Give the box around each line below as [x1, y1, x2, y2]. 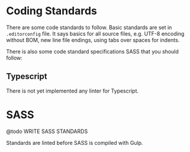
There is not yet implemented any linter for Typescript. [6, 87, 139, 94]
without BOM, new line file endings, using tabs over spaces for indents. [6, 36, 180, 43]
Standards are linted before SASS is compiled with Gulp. [6, 139, 143, 146]
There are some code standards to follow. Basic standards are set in [6, 24, 172, 31]
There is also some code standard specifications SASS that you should [6, 47, 179, 55]
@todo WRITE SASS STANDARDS [6, 128, 88, 135]
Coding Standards [6, 4, 98, 18]
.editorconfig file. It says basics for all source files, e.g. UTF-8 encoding [6, 30, 185, 37]
